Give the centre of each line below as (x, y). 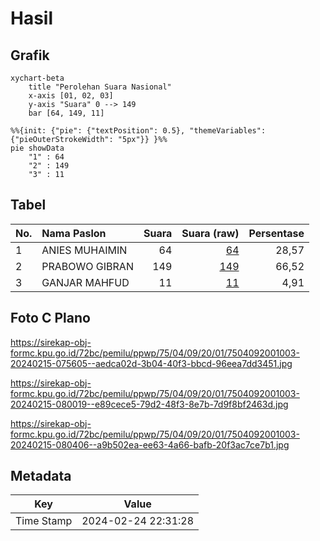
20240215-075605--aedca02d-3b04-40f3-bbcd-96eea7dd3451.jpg (151, 363)
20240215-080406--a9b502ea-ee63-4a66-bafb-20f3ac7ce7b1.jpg (150, 444)
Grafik (30, 55)
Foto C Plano (50, 318)
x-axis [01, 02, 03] (71, 96)
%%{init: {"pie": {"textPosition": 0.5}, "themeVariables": (138, 131)
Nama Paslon (74, 233)
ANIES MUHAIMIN (84, 250)
